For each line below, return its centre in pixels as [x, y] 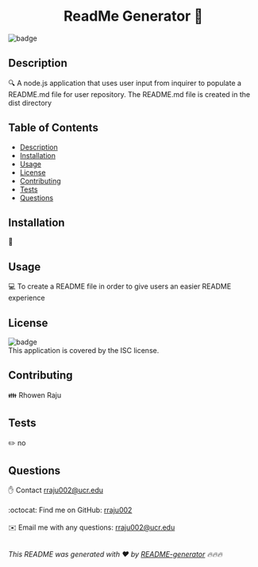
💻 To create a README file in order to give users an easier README [120, 286]
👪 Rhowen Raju [35, 395]
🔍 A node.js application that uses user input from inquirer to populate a [125, 83]
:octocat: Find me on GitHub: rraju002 [70, 510]
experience [27, 298]
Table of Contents [54, 128]
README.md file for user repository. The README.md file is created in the [129, 94]
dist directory [30, 103]
